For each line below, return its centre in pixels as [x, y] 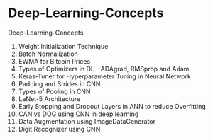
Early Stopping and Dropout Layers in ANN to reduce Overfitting [112, 106]
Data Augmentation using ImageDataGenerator [87, 121]
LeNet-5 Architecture [49, 99]
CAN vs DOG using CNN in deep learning [78, 114]
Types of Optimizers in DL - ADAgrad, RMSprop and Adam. [104, 69]
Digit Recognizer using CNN [59, 129]
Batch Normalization [48, 54]
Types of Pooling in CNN [54, 91]
